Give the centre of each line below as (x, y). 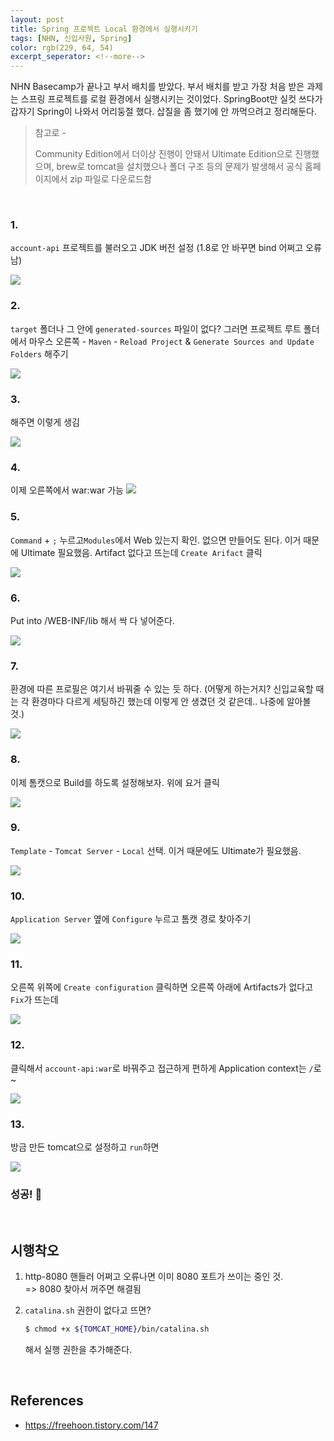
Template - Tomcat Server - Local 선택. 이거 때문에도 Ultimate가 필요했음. (156, 850)
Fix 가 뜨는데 (34, 1000)
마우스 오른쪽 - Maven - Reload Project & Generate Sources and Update (171, 341)
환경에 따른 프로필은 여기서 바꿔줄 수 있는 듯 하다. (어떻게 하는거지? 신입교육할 (162, 689)
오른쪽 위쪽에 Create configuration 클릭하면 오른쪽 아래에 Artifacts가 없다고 (162, 987)
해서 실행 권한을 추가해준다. (78, 1349)
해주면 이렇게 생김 (45, 422)
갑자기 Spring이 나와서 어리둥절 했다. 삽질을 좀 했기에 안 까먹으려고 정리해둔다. (163, 112)
